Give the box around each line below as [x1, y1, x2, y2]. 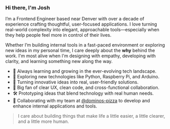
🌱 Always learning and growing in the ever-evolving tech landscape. [12, 68, 157, 74]
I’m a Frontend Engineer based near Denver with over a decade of [5, 16, 144, 22]
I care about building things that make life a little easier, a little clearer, [17, 113, 165, 119]
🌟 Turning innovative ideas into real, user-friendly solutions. [12, 79, 139, 85]
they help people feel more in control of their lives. [5, 32, 112, 38]
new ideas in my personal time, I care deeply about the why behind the [5, 48, 155, 54]
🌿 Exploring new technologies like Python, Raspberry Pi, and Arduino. [12, 74, 160, 80]
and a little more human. [17, 118, 69, 124]
